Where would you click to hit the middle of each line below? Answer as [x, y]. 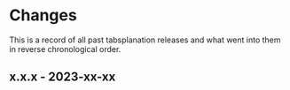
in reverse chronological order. [65, 49]
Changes [43, 15]
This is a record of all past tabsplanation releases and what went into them [145, 40]
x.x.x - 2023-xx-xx [63, 77]
